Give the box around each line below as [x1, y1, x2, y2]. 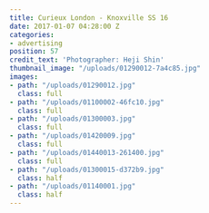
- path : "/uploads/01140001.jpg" [9, 182, 136, 191]
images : [9, 73, 39, 82]
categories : [9, 30, 55, 39]
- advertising [9, 38, 64, 48]
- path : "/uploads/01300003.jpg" [9, 114, 136, 123]
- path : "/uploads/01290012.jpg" [9, 81, 136, 90]
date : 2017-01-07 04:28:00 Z [9, 22, 120, 31]
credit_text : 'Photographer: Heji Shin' [9, 55, 165, 64]
